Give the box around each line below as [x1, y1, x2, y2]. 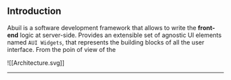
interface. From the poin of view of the [7, 45, 116, 53]
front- [197, 23, 215, 31]
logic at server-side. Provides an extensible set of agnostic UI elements [19, 31, 222, 39]
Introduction [7, 5, 62, 17]
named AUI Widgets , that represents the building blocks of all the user [7, 38, 205, 46]
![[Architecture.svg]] [7, 58, 65, 67]
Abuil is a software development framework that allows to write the [7, 23, 197, 31]
